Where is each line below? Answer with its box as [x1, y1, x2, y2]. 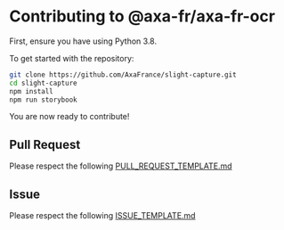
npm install [9, 86, 53, 95]
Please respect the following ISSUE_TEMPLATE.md [9, 210, 196, 221]
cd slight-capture [9, 78, 77, 87]
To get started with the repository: [9, 53, 134, 63]
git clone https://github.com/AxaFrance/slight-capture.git [9, 70, 238, 79]
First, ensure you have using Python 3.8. [9, 36, 158, 46]
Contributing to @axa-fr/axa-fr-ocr [9, 6, 276, 27]
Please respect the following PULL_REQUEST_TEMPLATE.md [9, 160, 233, 171]
